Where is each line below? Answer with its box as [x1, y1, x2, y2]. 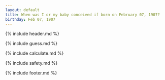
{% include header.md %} [5, 31, 59, 37]
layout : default [5, 7, 40, 13]
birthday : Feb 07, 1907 [5, 17, 56, 22]
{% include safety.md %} [5, 60, 58, 66]
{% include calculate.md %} [5, 50, 64, 56]
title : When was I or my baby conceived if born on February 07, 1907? [5, 12, 160, 17]
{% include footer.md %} [5, 70, 57, 76]
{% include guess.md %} [5, 41, 57, 47]
